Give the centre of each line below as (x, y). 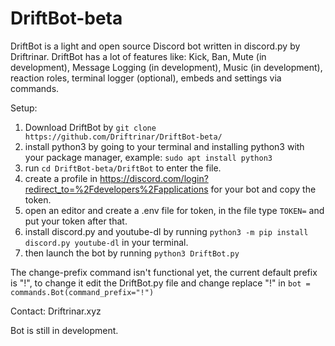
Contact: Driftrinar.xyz (56, 311)
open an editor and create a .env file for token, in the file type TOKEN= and (174, 210)
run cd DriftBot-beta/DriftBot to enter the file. (123, 168)
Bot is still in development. (64, 330)
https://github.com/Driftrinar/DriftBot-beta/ (123, 137)
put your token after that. (76, 221)
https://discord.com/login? (154, 178)
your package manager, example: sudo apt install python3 (148, 157)
